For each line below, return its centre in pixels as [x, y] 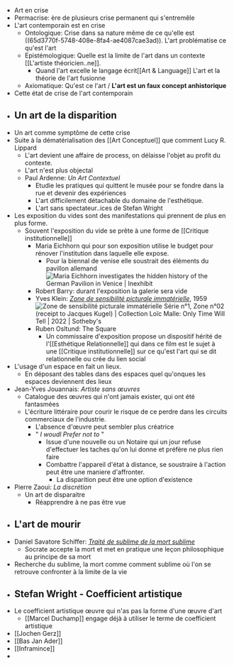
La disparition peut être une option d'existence [124, 479]
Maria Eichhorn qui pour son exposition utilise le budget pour [124, 246]
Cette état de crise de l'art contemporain [73, 93]
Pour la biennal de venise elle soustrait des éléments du [127, 260]
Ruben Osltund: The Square [76, 329]
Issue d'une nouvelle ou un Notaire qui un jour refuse [123, 441]
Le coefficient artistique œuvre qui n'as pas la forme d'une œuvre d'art [118, 611]
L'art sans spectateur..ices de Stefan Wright [99, 208]
